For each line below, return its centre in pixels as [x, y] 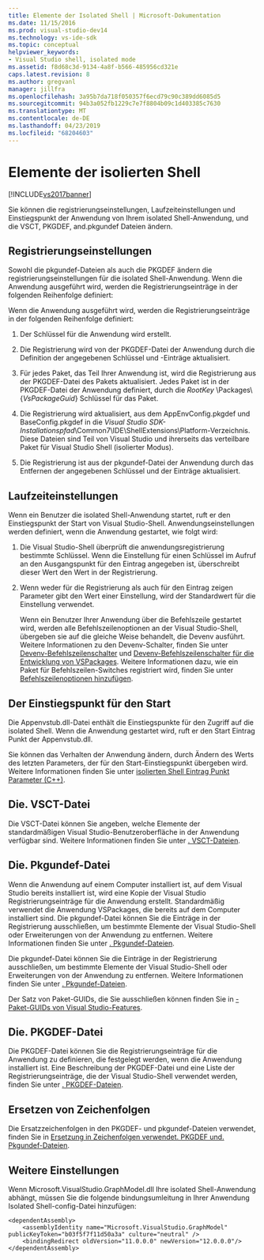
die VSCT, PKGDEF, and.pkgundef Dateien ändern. [91, 226]
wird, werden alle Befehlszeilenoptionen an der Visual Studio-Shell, [129, 628]
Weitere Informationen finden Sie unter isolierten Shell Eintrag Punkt [119, 771]
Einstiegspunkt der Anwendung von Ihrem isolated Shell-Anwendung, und [128, 217]
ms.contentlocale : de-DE [49, 119]
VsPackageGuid [49, 398]
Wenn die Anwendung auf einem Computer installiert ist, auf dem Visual [125, 884]
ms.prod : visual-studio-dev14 [58, 30]
